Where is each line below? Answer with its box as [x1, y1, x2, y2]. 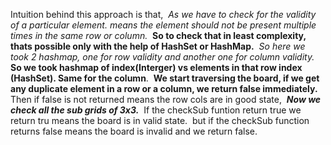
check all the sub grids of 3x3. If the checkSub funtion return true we [10, 104, 302, 116]
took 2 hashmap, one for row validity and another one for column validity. [10, 51, 315, 63]
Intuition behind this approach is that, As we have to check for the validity [10, 9, 317, 20]
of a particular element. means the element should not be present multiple [10, 19, 317, 31]
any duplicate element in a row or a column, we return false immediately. [10, 83, 318, 94]
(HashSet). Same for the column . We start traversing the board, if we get [10, 72, 320, 84]
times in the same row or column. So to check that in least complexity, [10, 30, 307, 41]
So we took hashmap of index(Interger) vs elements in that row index [10, 62, 303, 73]
